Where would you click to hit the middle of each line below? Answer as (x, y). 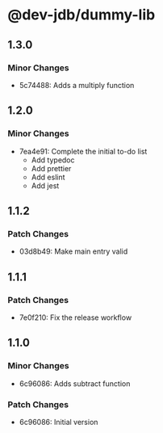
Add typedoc (53, 160)
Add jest (45, 185)
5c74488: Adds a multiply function (77, 85)
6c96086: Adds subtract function (75, 383)
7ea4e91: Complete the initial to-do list (83, 151)
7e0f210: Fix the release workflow (75, 317)
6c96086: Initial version (59, 422)
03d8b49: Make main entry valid (73, 251)
